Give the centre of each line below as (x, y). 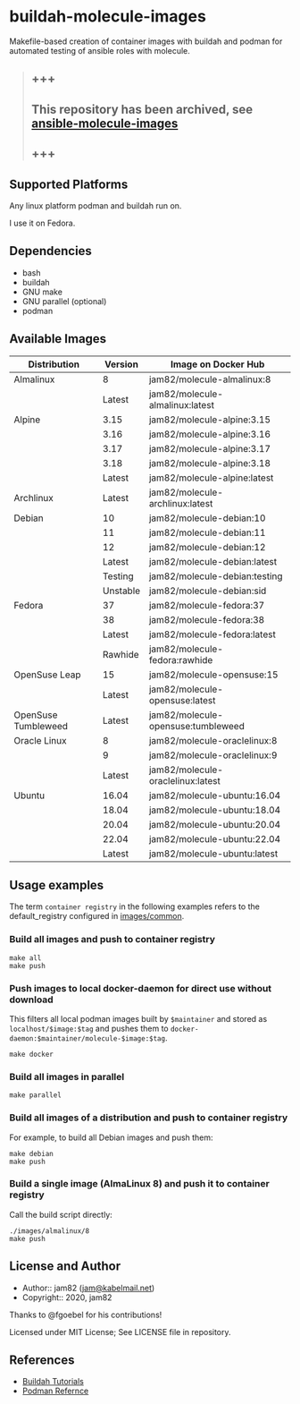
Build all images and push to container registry (112, 940)
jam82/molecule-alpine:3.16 (209, 434)
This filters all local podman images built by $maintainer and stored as (138, 1018)
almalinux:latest (181, 404)
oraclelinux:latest (184, 780)
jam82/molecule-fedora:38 (207, 619)
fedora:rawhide (181, 659)
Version (121, 364)
